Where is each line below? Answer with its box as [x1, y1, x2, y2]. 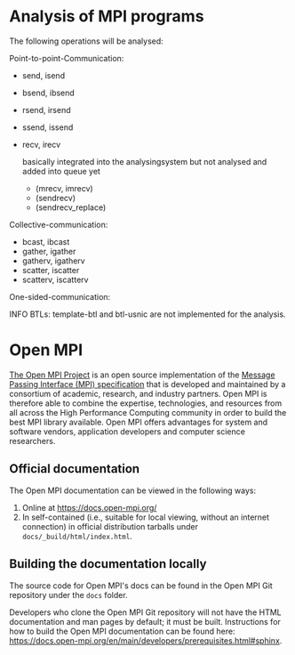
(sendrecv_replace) [35, 202, 107, 213]
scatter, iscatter [21, 264, 80, 275]
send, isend [21, 69, 65, 81]
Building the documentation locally [9, 556, 207, 571]
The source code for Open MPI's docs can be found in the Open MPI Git [9, 580, 273, 591]
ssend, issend [21, 122, 74, 133]
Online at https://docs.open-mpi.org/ [21, 502, 157, 513]
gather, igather [21, 246, 76, 256]
